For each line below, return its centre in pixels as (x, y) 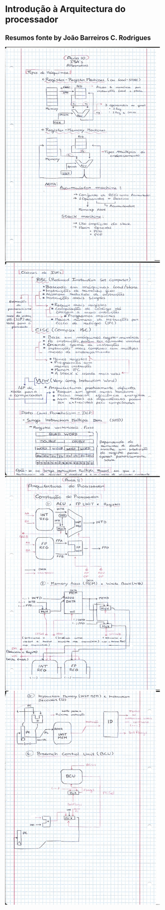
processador (32, 19)
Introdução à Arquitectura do (66, 9)
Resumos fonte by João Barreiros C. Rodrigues (78, 38)
